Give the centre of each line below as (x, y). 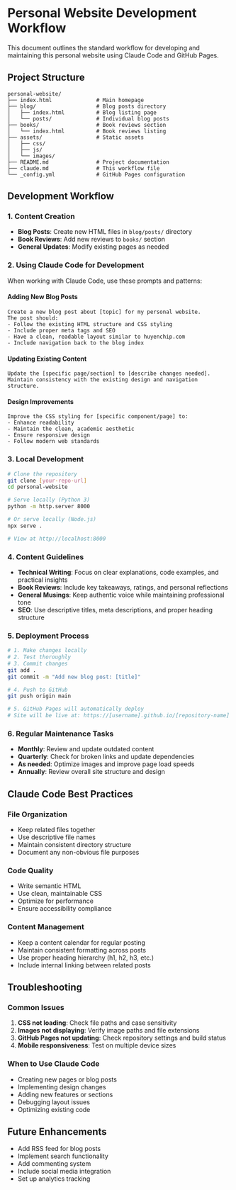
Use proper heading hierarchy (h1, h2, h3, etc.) (86, 958)
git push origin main (39, 696)
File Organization (37, 814)
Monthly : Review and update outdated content (86, 749)
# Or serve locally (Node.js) (52, 520)
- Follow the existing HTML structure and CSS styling (90, 324)
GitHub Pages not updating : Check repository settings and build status (122, 1038)
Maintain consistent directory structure (74, 845)
